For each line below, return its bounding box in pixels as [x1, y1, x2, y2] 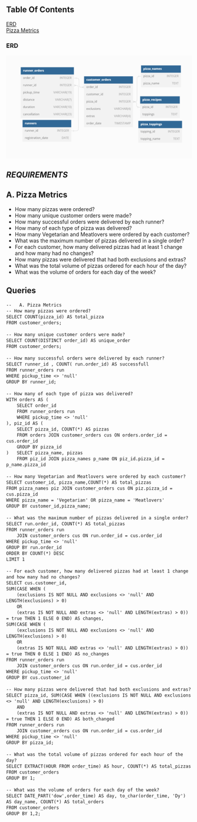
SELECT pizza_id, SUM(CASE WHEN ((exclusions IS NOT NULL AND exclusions [6, 692, 192, 698]
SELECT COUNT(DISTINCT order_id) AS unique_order [6, 337, 131, 344]
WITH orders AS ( [6, 396, 49, 403]
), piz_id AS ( [6, 420, 44, 426]
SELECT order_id [17, 402, 57, 409]
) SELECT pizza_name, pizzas [6, 449, 83, 456]
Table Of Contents [6, 5, 75, 15]
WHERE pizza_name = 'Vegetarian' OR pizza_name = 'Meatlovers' [6, 497, 165, 503]
